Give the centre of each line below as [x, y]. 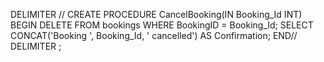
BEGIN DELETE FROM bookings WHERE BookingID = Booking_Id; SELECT [162, 25]
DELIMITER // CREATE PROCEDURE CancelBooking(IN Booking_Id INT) [156, 14]
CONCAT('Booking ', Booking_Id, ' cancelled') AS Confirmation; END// [154, 35]
